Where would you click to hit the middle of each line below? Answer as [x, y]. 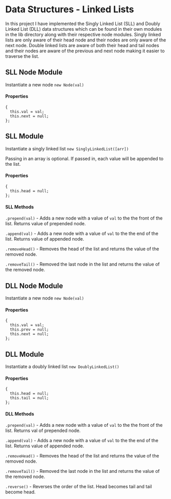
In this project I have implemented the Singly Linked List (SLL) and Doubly [83, 24]
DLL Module [25, 354]
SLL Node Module [34, 72]
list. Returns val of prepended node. [43, 430]
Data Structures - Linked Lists [70, 9]
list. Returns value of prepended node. [46, 224]
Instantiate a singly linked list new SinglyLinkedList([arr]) [67, 148]
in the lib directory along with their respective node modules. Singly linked [83, 34]
